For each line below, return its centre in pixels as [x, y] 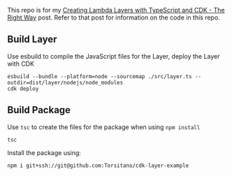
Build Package [39, 110]
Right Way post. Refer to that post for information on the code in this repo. [114, 17]
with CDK [21, 64]
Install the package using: [44, 152]
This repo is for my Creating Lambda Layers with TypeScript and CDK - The [116, 10]
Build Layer [32, 39]
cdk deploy [23, 89]
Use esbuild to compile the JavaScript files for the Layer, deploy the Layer [114, 56]
